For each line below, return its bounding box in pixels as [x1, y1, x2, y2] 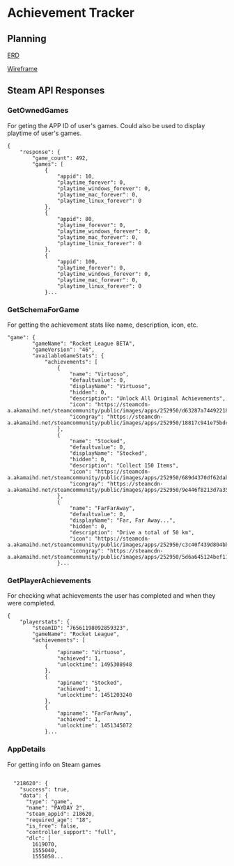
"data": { [19, 792, 49, 799]
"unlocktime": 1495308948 [56, 661, 132, 668]
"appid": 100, [56, 258, 98, 265]
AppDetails [7, 744, 46, 754]
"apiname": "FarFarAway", [56, 710, 132, 717]
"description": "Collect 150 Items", [69, 462, 179, 469]
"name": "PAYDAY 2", [25, 804, 86, 811]
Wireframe [7, 65, 38, 72]
